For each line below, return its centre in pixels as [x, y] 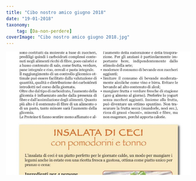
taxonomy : [18, 25]
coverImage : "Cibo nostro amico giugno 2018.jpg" [68, 37]
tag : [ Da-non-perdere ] [44, 31]
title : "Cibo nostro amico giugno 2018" [56, 12]
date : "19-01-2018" [30, 19]
